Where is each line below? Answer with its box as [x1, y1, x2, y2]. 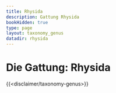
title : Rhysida [6, 8, 43, 15]
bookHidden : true [6, 19, 48, 25]
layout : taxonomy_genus [6, 30, 64, 36]
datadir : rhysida [6, 36, 48, 42]
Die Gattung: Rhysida [6, 61, 111, 74]
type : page [6, 25, 33, 31]
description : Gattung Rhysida [6, 14, 80, 20]
